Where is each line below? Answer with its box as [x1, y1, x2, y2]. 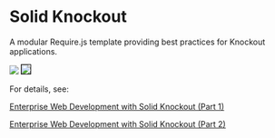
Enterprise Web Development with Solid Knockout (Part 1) [9, 101, 225, 112]
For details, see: [9, 84, 70, 94]
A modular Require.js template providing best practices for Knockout [9, 36, 266, 47]
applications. [9, 45, 57, 56]
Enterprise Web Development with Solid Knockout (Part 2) [9, 118, 227, 129]
